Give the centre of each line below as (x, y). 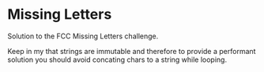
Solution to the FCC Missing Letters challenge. (83, 36)
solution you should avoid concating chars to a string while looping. (117, 59)
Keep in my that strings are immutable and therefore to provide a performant (132, 51)
